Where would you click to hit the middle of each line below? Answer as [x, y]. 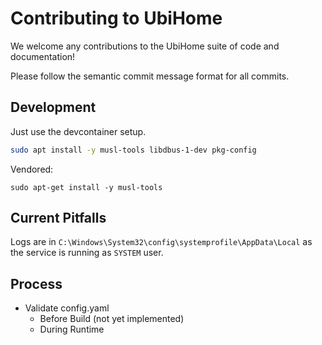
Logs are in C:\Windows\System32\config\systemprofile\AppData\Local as [161, 242]
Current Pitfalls [58, 218]
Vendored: [32, 169]
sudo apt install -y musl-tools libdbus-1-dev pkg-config [133, 150]
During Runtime [72, 329]
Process [36, 283]
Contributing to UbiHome [116, 18]
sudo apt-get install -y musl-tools [86, 187]
